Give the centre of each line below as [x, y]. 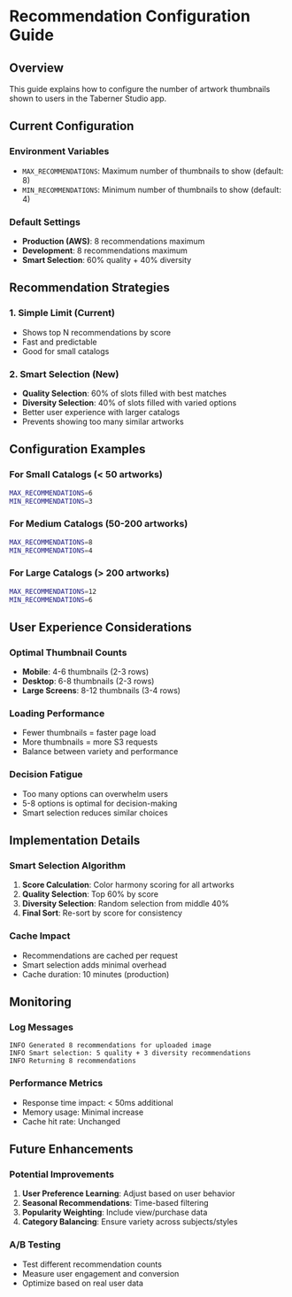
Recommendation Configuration [130, 16]
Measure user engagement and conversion [100, 1273]
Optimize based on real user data [83, 1283]
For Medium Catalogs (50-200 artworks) [99, 524]
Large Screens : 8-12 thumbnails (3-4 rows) [101, 691]
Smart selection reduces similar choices [95, 813]
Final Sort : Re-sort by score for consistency [102, 913]
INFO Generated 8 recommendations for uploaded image [111, 1046]
